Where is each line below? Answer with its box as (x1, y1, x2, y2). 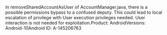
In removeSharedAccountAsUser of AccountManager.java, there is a (5, 4, 148, 10)
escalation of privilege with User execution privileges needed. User (5, 15, 146, 20)
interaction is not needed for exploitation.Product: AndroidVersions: (5, 20, 146, 26)
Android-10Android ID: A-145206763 (5, 25, 82, 31)
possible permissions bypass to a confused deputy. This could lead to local (5, 9, 162, 15)
